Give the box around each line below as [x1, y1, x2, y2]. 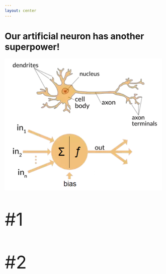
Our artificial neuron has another [5, 30, 144, 42]
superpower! [5, 41, 60, 52]
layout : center [5, 8, 37, 13]
